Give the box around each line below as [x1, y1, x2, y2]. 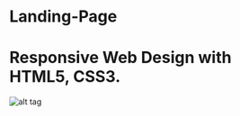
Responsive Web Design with [9, 48, 232, 68]
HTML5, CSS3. [9, 67, 121, 87]
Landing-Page [9, 6, 118, 27]
